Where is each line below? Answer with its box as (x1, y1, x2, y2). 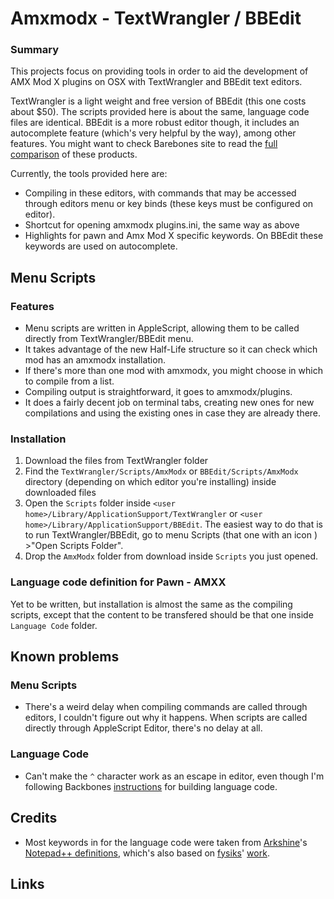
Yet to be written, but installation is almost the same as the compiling (10, 598, 293, 610)
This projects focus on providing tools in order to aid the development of (10, 65, 309, 77)
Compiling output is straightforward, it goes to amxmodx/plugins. (24, 386, 293, 398)
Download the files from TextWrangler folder (24, 455, 209, 467)
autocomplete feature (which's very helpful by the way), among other (10, 127, 297, 139)
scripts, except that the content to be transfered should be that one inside (10, 608, 314, 621)
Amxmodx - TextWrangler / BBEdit (10, 7, 302, 30)
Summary (10, 43, 60, 57)
